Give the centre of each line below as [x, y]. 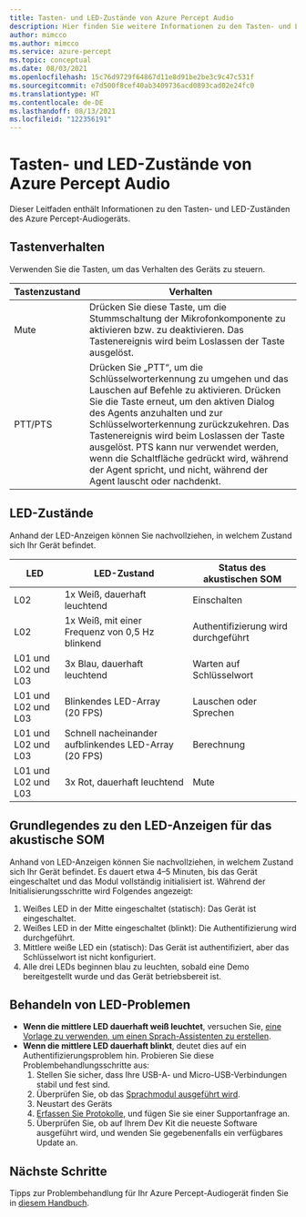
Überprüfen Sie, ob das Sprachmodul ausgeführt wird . [138, 1094]
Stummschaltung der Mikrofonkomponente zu [188, 318]
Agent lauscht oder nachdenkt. [155, 481]
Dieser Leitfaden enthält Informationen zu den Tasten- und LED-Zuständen [150, 209]
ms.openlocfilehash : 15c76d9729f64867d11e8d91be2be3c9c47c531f [132, 77]
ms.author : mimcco [44, 43]
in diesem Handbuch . [49, 1203]
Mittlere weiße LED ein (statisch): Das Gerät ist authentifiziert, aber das [156, 947]
